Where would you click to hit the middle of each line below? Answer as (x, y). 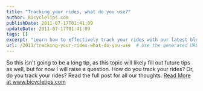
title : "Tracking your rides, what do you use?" (69, 12)
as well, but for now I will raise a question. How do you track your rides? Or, (100, 69)
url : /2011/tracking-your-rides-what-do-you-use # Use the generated (97, 46)
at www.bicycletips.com (36, 81)
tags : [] (17, 34)
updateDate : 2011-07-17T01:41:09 (48, 29)
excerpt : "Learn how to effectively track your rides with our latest (97, 40)
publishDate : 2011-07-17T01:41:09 (50, 23)
